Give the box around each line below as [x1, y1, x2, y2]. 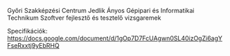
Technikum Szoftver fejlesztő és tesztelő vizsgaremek [7, 14, 161, 22]
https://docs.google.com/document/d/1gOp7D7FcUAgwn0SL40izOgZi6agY [7, 34, 223, 42]
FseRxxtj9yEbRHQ [7, 42, 60, 49]
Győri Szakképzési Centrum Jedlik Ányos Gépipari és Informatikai [7, 7, 195, 14]
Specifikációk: [7, 27, 48, 35]
